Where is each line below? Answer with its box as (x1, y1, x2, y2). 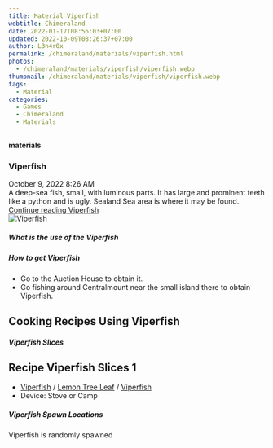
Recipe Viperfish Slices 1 (8, 360, 137, 375)
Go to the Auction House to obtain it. (20, 274, 143, 283)
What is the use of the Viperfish (8, 232, 119, 242)
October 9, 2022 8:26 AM (8, 179, 95, 189)
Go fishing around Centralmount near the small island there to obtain (20, 282, 251, 292)
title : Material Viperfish (8, 11, 100, 20)
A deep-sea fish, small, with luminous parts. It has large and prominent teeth (8, 188, 265, 198)
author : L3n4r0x (8, 42, 64, 51)
